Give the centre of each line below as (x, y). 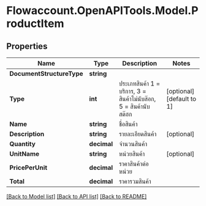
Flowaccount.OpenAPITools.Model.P (102, 11)
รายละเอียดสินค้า (138, 134)
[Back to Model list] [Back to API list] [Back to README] (77, 197)
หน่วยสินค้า (132, 154)
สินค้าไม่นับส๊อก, (137, 99)
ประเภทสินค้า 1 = (139, 83)
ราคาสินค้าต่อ (134, 164)
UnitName (25, 154)
